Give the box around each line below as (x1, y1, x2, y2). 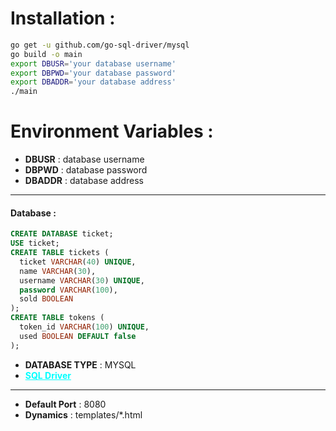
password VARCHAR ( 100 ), (19, 285, 118, 295)
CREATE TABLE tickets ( (10, 248, 110, 258)
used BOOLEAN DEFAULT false (19, 331, 137, 341)
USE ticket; (10, 238, 60, 249)
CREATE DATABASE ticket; (10, 229, 114, 239)
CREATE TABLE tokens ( (10, 313, 105, 323)
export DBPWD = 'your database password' (10, 68, 177, 78)
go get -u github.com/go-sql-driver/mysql (10, 40, 190, 50)
